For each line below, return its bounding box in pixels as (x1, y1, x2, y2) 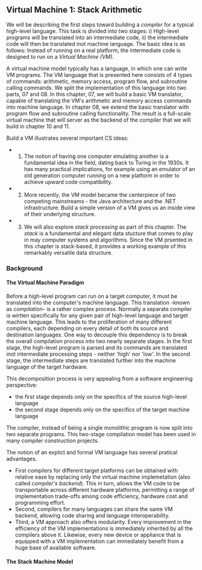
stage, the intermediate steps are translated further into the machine (6, 356, 176, 364)
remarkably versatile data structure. (24, 249, 113, 256)
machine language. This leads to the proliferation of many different (6, 318, 172, 326)
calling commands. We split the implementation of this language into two (6, 84, 187, 91)
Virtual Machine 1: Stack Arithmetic (6, 5, 142, 15)
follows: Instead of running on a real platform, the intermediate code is (6, 47, 181, 54)
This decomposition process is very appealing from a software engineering (6, 375, 193, 382)
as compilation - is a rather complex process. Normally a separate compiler (6, 305, 192, 312)
